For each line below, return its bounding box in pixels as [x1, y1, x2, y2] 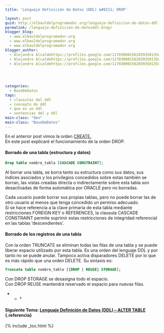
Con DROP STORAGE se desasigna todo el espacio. [5, 276, 109, 282]
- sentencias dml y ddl [9, 111, 58, 116]
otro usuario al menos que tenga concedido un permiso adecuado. [5, 199, 139, 205]
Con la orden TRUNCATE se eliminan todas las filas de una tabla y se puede [5, 242, 158, 248]
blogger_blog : [5, 30, 34, 35]
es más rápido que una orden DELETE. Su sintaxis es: [5, 258, 113, 264]
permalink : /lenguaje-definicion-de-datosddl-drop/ [5, 25, 112, 30]
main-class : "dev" [5, 116, 42, 120]
